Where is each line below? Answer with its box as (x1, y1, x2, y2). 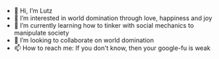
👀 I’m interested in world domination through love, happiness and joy (13, 14, 213, 22)
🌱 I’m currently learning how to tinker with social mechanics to (13, 22, 194, 29)
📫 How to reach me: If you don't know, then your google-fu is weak (13, 44, 211, 52)
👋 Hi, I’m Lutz (13, 7, 53, 15)
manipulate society (13, 28, 69, 37)
